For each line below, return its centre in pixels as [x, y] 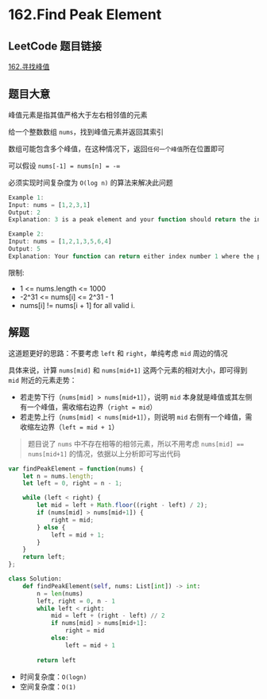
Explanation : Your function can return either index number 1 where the [131, 256]
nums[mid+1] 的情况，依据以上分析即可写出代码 [104, 453]
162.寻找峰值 [29, 66]
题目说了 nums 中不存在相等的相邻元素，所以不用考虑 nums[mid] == [136, 443]
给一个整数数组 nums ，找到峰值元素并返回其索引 [86, 131]
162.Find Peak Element [85, 15]
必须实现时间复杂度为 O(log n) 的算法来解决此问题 [91, 182]
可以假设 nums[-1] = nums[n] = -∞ [64, 166]
